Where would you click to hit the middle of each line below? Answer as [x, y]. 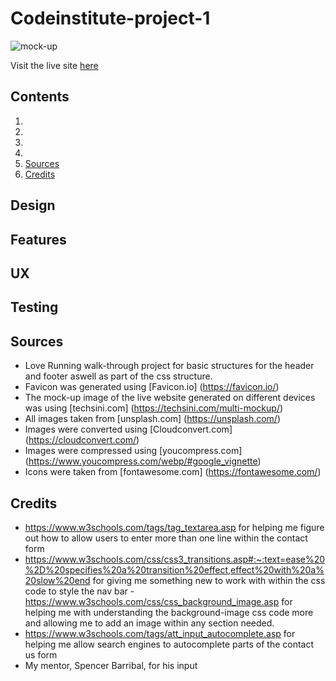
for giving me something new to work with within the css [209, 580]
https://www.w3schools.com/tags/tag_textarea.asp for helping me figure [174, 527]
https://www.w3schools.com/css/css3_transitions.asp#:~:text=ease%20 [175, 559]
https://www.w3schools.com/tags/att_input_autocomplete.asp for [160, 633]
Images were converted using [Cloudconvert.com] [128, 429]
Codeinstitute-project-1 [110, 18]
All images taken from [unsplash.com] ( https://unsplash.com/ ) [153, 419]
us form [41, 654]
